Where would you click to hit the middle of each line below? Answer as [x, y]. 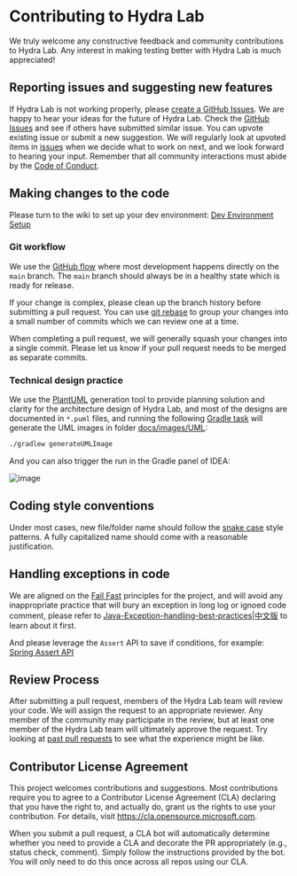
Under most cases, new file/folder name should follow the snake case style [146, 527]
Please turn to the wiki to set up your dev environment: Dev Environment [141, 215]
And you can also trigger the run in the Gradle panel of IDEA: [120, 461]
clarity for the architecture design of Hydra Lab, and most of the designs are [148, 409]
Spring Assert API [42, 652]
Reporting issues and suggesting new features [141, 87]
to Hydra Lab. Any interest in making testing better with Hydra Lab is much [145, 50]
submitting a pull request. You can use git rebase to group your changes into [149, 311]
